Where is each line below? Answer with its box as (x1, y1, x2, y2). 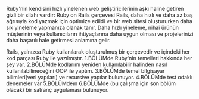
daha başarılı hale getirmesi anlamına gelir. (6, 37, 111, 44)
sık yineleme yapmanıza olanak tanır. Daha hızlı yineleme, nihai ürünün (6, 24, 179, 31)
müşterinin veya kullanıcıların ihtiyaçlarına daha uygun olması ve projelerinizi (6, 30, 194, 38)
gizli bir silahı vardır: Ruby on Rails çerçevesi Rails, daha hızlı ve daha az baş (6, 11, 193, 18)
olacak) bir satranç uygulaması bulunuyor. (6, 86, 109, 93)
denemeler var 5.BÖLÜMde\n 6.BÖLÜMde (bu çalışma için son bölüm (6, 80, 176, 87)
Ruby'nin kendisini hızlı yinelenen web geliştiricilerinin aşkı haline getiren (6, 5, 184, 12)
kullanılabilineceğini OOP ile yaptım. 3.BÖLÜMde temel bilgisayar (6, 67, 165, 74)
